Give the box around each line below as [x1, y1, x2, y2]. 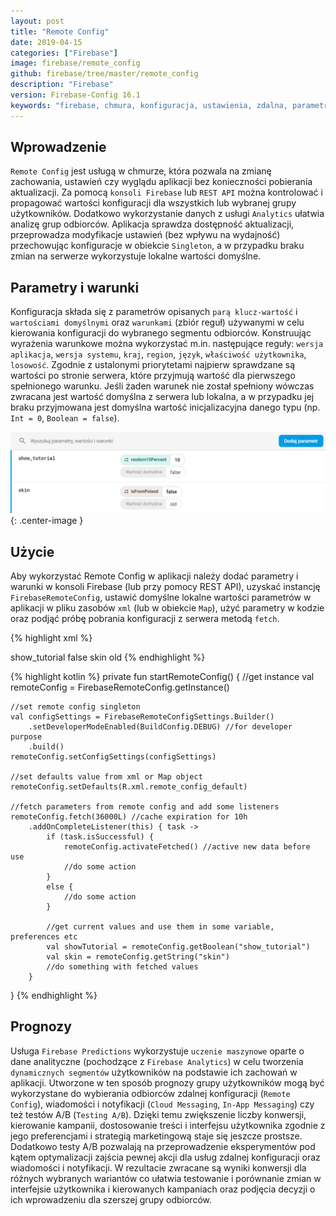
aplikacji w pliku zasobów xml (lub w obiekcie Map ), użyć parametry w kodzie [10, 602, 325, 614]
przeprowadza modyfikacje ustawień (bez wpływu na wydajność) [10, 229, 281, 241]
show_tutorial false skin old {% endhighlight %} [10, 651, 206, 663]
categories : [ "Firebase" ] [10, 48, 118, 58]
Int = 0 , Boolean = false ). [10, 412, 120, 424]
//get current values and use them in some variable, [46, 922, 275, 932]
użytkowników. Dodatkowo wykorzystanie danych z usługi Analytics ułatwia [10, 208, 325, 220]
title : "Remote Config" [10, 26, 110, 37]
